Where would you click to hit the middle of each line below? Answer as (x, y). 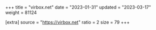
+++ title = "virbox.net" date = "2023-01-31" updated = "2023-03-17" (78, 7)
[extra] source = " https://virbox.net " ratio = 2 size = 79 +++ (68, 22)
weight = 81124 (21, 12)
